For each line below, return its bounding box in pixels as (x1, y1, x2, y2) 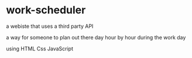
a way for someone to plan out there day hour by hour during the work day (6, 34, 186, 41)
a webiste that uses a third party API (6, 23, 94, 30)
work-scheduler (6, 3, 86, 17)
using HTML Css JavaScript (6, 45, 73, 52)
